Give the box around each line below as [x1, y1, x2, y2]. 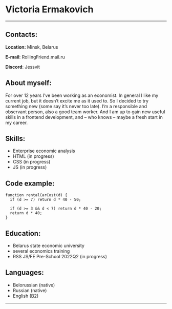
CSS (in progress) [12, 159, 51, 165]
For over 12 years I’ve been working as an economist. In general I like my [5, 92, 159, 98]
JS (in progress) [12, 164, 47, 170]
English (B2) [12, 293, 39, 299]
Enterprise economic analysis [12, 148, 75, 154]
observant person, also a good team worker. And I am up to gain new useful [5, 109, 165, 115]
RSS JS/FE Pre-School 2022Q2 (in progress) [12, 254, 107, 259]
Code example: [5, 179, 55, 188]
